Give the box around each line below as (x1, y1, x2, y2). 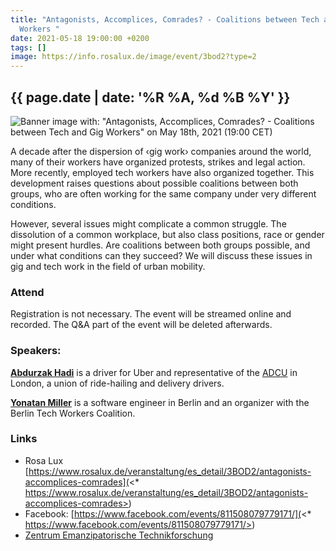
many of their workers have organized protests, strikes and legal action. (10, 156, 306, 168)
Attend (10, 285, 45, 299)
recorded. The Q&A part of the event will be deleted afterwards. (10, 319, 273, 331)
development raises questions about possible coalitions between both (10, 177, 299, 189)
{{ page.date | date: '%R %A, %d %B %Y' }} (10, 89, 291, 106)
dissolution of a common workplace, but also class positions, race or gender (10, 228, 325, 240)
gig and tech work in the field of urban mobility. (10, 260, 206, 272)
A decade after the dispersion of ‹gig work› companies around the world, (10, 145, 312, 157)
